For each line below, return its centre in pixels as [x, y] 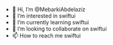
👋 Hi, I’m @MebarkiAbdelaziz [49, 9]
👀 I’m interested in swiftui [44, 16]
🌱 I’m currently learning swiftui [51, 22]
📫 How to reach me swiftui [46, 36]
